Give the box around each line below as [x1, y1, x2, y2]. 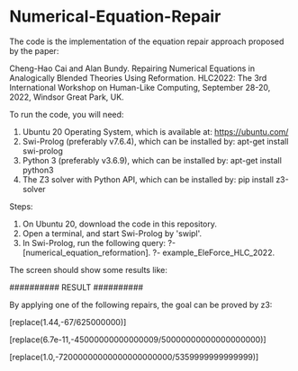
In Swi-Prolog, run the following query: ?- [22, 237, 176, 248]
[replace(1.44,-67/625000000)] [9, 316, 127, 327]
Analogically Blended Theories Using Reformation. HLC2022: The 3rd [9, 72, 267, 83]
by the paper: [9, 45, 59, 56]
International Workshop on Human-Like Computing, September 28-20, [9, 82, 271, 93]
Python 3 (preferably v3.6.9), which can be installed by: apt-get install [22, 155, 282, 165]
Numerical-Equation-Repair [9, 6, 221, 27]
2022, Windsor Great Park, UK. [9, 92, 124, 102]
